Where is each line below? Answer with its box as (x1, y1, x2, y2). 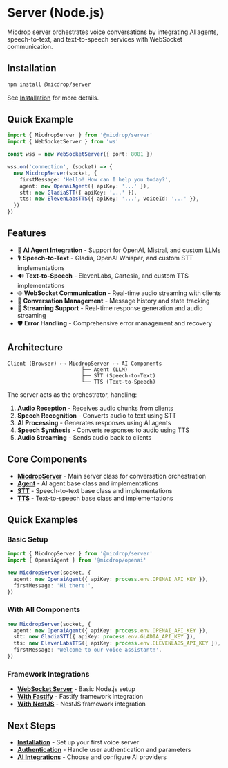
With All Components (7, 605, 81, 614)
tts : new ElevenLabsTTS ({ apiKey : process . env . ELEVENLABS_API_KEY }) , (13, 640, 221, 647)
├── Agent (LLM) (81, 366, 129, 373)
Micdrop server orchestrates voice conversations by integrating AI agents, (7, 28, 219, 36)
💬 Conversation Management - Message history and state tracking (17, 296, 210, 305)
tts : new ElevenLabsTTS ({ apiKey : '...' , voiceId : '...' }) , (19, 195, 200, 202)
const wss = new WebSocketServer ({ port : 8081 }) (7, 151, 153, 158)
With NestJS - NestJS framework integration (17, 699, 146, 708)
